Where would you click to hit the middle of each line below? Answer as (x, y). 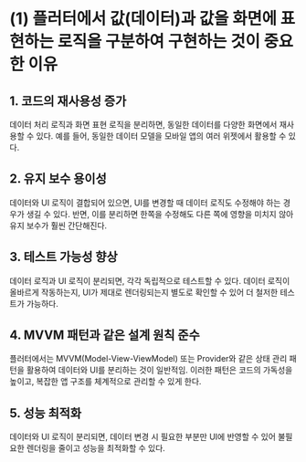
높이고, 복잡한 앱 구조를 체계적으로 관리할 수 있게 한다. (106, 382)
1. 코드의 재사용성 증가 (68, 101)
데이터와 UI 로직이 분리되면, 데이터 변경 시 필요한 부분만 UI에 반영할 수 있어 (143, 437)
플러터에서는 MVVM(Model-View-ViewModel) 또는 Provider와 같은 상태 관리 (148, 359)
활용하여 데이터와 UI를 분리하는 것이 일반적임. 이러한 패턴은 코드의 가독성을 (159, 370)
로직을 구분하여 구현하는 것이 (158, 42)
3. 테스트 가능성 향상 (63, 257)
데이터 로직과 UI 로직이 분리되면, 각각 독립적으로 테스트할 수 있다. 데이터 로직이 (150, 280)
